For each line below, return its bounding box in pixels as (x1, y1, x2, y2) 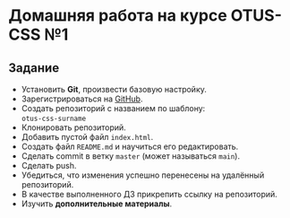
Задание (8, 60, 60, 75)
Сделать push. (21, 161, 77, 170)
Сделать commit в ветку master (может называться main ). (21, 151, 241, 161)
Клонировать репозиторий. (21, 122, 126, 133)
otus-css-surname (21, 114, 87, 123)
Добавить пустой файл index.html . (21, 132, 154, 142)
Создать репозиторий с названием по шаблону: (21, 103, 206, 113)
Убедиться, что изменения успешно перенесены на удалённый (21, 170, 265, 180)
